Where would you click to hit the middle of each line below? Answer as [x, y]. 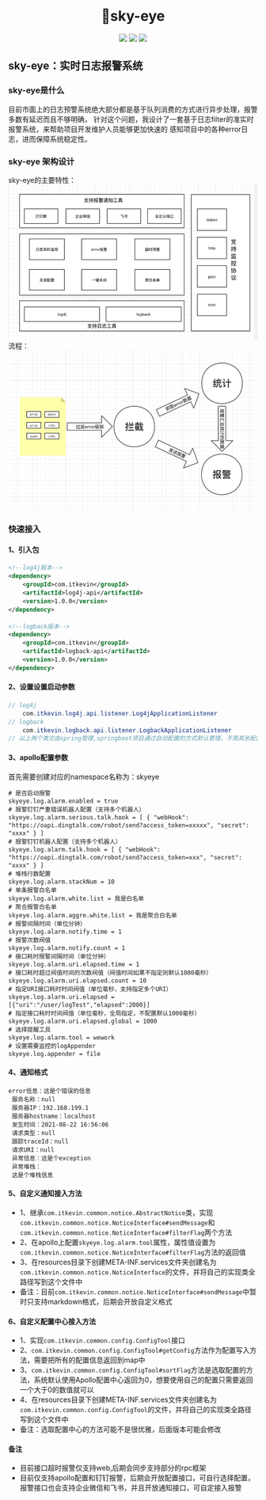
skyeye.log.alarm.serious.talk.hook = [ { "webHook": [99, 817]
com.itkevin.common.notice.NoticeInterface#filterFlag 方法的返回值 [133, 1252]
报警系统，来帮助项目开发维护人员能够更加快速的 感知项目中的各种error [125, 129]
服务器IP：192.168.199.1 [50, 1107]
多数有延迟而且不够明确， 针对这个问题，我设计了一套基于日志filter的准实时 [131, 119]
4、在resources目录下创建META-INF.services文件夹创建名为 [118, 1399]
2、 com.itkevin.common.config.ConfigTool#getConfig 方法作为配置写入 [135, 1350]
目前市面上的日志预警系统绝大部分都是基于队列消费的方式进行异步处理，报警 [133, 109]
